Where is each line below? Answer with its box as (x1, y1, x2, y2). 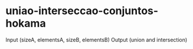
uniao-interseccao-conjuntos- (5, 4, 159, 18)
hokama (5, 17, 46, 30)
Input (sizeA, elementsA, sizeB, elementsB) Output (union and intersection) (5, 36, 188, 43)
